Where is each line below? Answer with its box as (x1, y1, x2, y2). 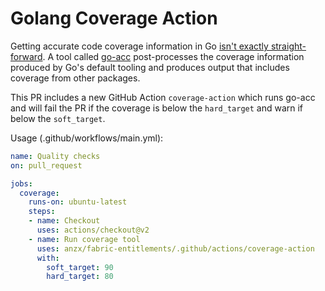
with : (36, 253, 60, 263)
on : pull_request (10, 160, 83, 171)
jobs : (10, 178, 33, 189)
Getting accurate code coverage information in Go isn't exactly (10, 40, 269, 52)
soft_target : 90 (46, 262, 114, 272)
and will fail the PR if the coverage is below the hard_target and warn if (10, 102, 304, 114)
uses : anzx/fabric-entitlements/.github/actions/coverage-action (36, 243, 315, 254)
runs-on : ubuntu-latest (28, 197, 128, 207)
